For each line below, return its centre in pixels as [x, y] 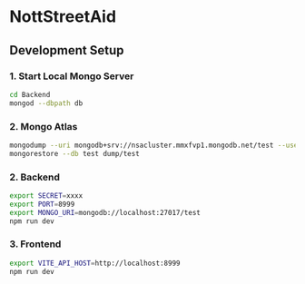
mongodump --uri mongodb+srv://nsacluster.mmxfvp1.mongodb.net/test [142, 145]
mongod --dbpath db [46, 103]
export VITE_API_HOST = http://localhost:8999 [95, 263]
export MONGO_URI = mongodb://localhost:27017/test [105, 212]
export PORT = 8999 [42, 204]
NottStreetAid [63, 17]
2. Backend [35, 177]
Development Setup [67, 50]
